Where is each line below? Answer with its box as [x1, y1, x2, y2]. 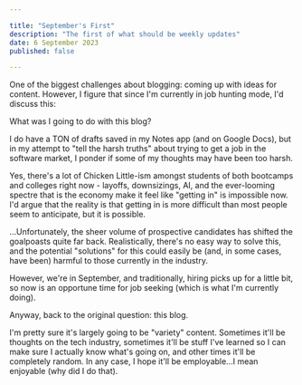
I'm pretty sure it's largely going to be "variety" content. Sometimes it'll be [9, 327, 286, 338]
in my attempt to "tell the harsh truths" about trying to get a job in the [9, 143, 267, 154]
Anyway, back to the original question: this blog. [9, 310, 189, 321]
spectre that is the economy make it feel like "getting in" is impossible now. [9, 189, 288, 200]
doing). [9, 292, 36, 303]
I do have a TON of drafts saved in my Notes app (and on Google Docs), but [9, 133, 292, 145]
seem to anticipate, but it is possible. [9, 209, 146, 220]
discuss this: [9, 99, 57, 110]
